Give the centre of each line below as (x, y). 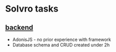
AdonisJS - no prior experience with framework (62, 39)
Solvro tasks (32, 9)
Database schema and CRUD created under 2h (61, 45)
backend (19, 28)
